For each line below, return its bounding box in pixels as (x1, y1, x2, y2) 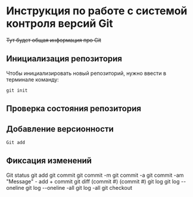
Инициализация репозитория (6, 54, 122, 64)
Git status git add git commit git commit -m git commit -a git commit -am (6, 171, 184, 179)
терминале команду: (6, 76, 60, 83)
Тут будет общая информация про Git (6, 36, 101, 43)
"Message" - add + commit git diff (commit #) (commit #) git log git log (6, 177, 180, 185)
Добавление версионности (6, 124, 114, 134)
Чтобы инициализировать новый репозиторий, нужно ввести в (6, 70, 167, 77)
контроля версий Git (6, 17, 113, 30)
